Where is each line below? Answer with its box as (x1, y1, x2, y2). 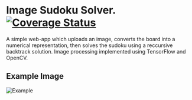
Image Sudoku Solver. (6, 4, 116, 17)
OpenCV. (6, 54, 28, 61)
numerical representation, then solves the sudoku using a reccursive (6, 42, 173, 49)
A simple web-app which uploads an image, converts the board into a (6, 35, 175, 42)
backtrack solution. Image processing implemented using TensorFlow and (6, 48, 186, 55)
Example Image (6, 71, 64, 81)
